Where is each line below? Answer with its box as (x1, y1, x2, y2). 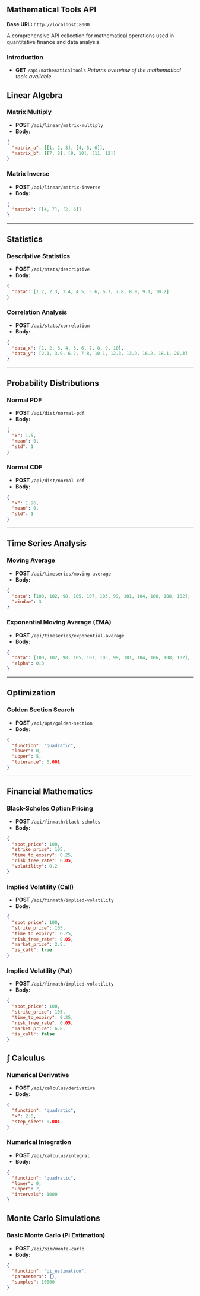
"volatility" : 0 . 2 (12, 863, 58, 869)
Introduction (7, 53, 43, 61)
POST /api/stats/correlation (15, 322, 90, 329)
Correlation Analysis (7, 308, 68, 316)
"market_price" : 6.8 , (12, 1025, 66, 1031)
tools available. (15, 73, 53, 80)
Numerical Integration (7, 1138, 72, 1146)
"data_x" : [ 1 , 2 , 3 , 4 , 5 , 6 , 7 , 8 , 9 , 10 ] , (12, 345, 124, 351)
